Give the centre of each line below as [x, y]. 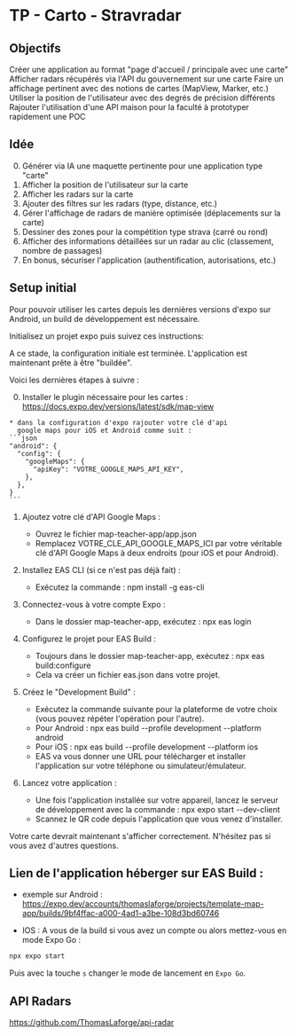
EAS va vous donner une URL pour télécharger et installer [141, 756]
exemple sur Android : [63, 895]
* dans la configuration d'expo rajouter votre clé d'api [118, 422]
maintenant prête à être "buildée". [71, 362]
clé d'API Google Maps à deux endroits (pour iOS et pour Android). [157, 553]
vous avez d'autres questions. [64, 845]
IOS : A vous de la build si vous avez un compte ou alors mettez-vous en [154, 930]
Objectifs [35, 48]
